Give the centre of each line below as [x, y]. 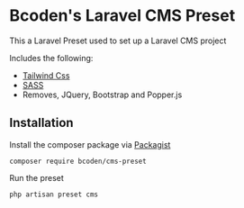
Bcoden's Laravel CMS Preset [122, 16]
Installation [41, 123]
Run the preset [37, 177]
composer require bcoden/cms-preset [78, 161]
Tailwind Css [46, 75]
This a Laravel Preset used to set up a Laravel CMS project [118, 41]
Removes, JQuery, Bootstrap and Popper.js [102, 95]
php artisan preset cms [54, 194]
